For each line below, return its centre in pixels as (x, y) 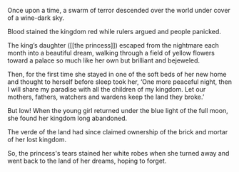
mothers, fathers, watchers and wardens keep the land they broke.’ (106, 97)
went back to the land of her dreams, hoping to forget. (87, 161)
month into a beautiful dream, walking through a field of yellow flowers (111, 53)
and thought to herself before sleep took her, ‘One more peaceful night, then (119, 82)
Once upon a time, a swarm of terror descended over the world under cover (119, 10)
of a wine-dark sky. (36, 18)
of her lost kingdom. (37, 139)
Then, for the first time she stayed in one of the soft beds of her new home (117, 74)
